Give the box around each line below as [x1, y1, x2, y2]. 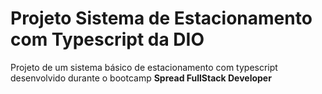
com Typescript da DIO [10, 28, 205, 51]
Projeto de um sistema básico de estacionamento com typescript [10, 61, 278, 73]
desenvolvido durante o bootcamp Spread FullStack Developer [10, 72, 272, 84]
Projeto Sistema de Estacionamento [10, 7, 313, 30]
